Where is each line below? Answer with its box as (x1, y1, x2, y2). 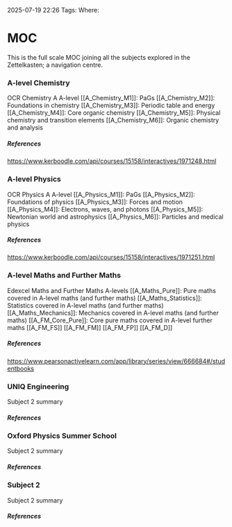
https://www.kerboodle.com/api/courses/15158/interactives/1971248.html (7, 157, 217, 166)
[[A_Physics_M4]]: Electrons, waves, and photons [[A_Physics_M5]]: (7, 205, 204, 213)
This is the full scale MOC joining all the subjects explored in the (7, 53, 191, 61)
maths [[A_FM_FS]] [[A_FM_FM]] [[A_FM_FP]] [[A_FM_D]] (7, 323, 173, 331)
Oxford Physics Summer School (7, 431, 117, 441)
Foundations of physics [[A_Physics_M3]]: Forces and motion (7, 198, 183, 206)
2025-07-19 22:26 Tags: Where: (7, 6, 99, 14)
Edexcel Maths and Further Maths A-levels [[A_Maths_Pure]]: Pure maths (7, 286, 217, 294)
